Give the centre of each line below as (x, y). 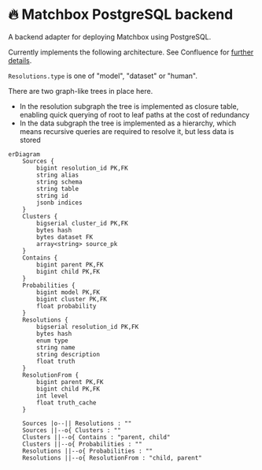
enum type (52, 341)
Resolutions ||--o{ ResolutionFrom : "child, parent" (112, 458)
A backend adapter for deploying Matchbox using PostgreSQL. (110, 36)
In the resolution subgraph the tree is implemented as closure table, (129, 106)
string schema (59, 182)
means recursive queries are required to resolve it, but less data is (127, 131)
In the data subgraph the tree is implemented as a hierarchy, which (128, 123)
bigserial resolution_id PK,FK (88, 326)
